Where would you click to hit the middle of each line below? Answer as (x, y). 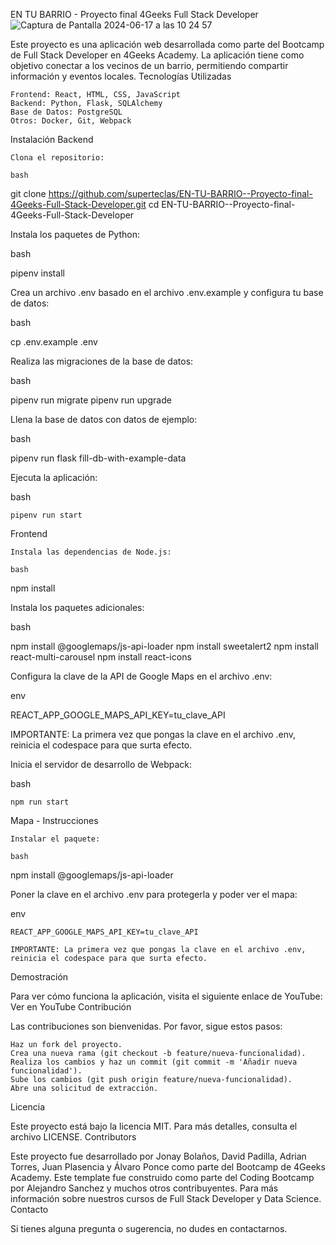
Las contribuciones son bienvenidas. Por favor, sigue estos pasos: (146, 1026)
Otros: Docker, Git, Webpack (71, 121)
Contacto (29, 1209)
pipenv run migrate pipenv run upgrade (91, 400)
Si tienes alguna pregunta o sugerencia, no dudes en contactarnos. (149, 1228)
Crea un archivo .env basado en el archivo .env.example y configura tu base (167, 292)
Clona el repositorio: (57, 158)
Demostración (39, 977)
